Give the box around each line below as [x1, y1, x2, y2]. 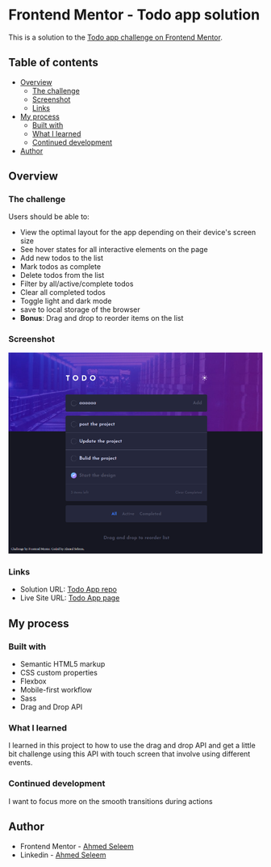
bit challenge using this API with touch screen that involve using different [8, 749, 251, 759]
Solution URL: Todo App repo [19, 584, 117, 595]
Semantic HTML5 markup [19, 659, 106, 669]
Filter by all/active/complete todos [19, 279, 134, 288]
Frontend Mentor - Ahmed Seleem [19, 841, 135, 851]
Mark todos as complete [19, 262, 102, 271]
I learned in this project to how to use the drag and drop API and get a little [8, 741, 256, 751]
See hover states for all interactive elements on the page [19, 245, 208, 255]
